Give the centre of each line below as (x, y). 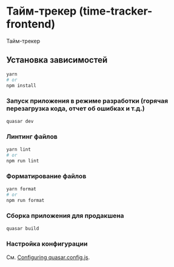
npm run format (25, 200)
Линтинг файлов (32, 137)
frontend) (31, 24)
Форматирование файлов (46, 176)
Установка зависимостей (57, 60)
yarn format (21, 189)
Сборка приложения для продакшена (65, 216)
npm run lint (23, 161)
